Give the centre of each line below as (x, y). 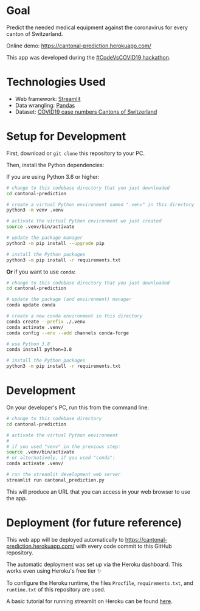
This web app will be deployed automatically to (65, 539)
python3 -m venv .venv (35, 210)
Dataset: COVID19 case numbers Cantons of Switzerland (86, 112)
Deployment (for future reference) (94, 523)
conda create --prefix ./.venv (46, 322)
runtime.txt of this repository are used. (56, 589)
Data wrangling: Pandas (45, 105)
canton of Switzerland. (35, 33)
